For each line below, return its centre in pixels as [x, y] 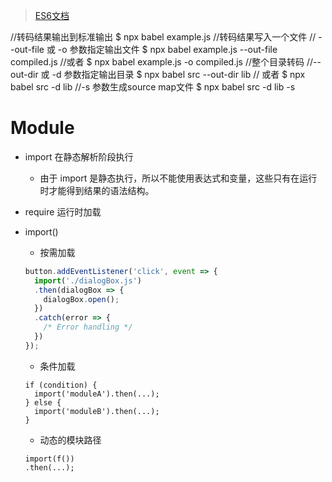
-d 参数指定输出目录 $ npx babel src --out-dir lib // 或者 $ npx [178, 74]
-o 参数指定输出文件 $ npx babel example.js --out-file [167, 49]
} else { [43, 402]
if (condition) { [61, 385]
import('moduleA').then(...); [97, 394]
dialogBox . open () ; [81, 299]
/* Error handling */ [88, 327]
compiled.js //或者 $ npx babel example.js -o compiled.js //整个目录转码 [157, 62]
